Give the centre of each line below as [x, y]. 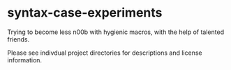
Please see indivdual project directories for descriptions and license [105, 53]
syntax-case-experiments [85, 13]
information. [25, 60]
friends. [18, 39]
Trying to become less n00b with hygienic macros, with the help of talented [116, 32]
